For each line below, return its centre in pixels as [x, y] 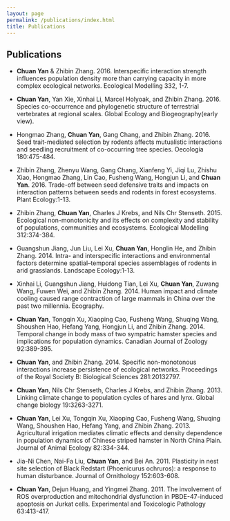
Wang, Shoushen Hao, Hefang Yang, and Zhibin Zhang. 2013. [104, 426]
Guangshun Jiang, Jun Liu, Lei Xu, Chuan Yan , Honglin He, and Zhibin [116, 248]
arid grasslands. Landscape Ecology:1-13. [76, 271]
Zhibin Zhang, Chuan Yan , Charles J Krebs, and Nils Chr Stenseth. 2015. [119, 213]
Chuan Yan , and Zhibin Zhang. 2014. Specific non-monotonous [106, 362]
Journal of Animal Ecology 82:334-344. [73, 448]
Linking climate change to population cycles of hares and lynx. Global [115, 398]
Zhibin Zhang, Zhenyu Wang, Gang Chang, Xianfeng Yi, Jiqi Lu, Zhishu [116, 170]
